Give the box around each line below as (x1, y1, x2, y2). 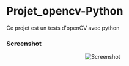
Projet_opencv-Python (6, 4, 123, 18)
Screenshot (6, 39, 42, 48)
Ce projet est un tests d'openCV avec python (6, 24, 120, 31)
